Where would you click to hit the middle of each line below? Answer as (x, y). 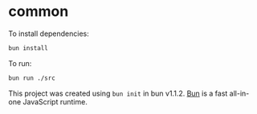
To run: (20, 63)
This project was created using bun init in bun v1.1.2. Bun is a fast (118, 93)
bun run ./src (32, 78)
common (39, 12)
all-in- (239, 93)
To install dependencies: (49, 33)
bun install (28, 48)
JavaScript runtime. (55, 101)
